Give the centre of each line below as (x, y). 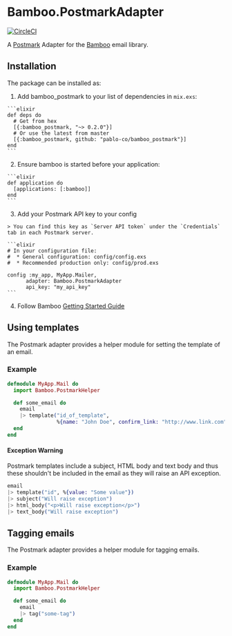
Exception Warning (35, 451)
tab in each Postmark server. (51, 232)
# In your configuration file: (52, 251)
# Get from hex (35, 121)
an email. (20, 352)
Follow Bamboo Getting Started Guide (71, 306)
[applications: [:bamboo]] (52, 189)
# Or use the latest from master (61, 133)
